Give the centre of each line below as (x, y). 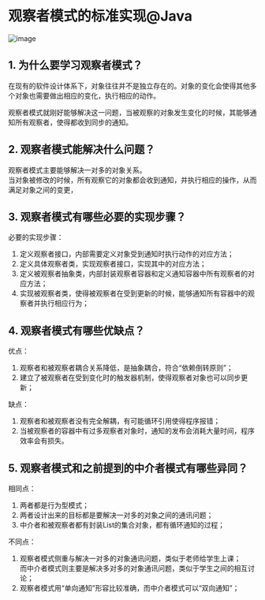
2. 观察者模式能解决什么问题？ (82, 149)
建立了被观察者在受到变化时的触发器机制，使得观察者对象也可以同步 (130, 378)
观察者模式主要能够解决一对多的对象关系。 (77, 170)
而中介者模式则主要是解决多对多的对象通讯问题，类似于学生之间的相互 (134, 568)
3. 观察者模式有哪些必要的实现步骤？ (97, 216)
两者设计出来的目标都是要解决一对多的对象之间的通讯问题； (116, 515)
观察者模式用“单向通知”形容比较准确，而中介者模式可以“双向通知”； (129, 588)
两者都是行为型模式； (54, 505)
